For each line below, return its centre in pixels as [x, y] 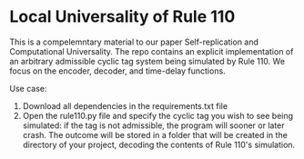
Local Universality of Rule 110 [122, 17]
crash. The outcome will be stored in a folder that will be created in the [155, 134]
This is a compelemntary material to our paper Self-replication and [134, 42]
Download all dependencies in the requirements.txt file [125, 105]
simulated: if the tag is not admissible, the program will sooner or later [153, 125]
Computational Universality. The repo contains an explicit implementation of [152, 51]
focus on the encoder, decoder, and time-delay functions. [117, 71]
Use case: [28, 88]
